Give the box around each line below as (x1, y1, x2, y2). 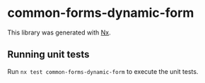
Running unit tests (7, 49, 90, 60)
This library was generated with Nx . (7, 28, 111, 37)
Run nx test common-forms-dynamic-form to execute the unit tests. (7, 67, 199, 75)
